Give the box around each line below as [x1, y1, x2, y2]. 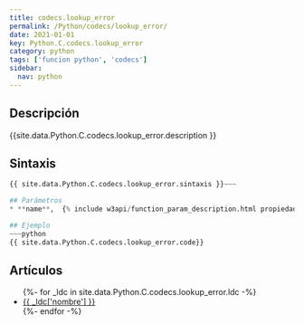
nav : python [17, 72, 63, 81]
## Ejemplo [9, 221, 51, 230]
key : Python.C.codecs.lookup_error [9, 38, 144, 48]
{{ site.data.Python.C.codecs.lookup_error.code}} [9, 237, 204, 247]
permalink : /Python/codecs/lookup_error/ [9, 22, 168, 31]
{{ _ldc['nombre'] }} [22, 296, 96, 308]
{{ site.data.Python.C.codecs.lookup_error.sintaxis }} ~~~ [9, 180, 237, 189]
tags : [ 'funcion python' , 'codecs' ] [9, 55, 147, 64]
